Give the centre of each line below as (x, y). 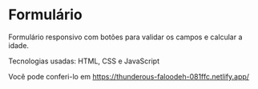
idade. (19, 45)
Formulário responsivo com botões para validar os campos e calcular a (125, 37)
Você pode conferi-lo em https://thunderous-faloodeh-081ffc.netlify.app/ (129, 76)
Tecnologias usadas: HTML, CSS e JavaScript (84, 61)
